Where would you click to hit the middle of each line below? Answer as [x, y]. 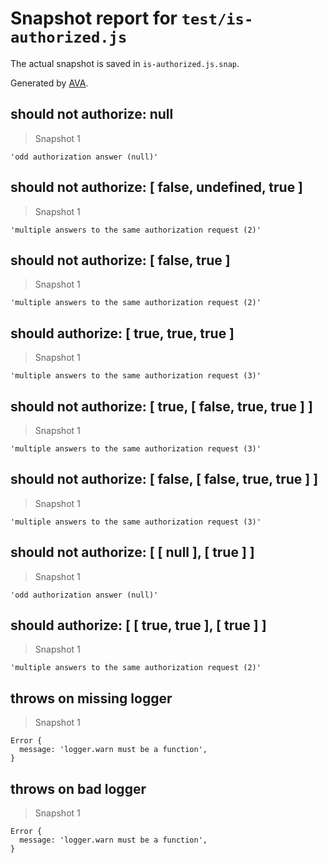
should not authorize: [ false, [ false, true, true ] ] [164, 479]
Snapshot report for [94, 18]
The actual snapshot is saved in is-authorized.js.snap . [125, 63]
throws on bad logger [78, 788]
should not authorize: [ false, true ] [120, 260]
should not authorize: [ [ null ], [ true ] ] [132, 552]
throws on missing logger [91, 698]
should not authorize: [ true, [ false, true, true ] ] [161, 406]
